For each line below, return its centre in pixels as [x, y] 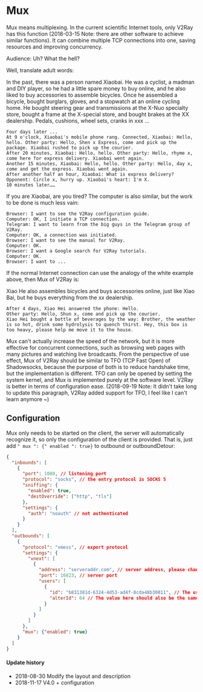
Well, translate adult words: [40, 70]
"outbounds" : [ [31, 536]
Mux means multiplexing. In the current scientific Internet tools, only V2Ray [100, 27]
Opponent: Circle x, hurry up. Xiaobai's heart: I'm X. [78, 180]
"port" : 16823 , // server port [78, 575]
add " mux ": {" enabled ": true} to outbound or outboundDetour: [91, 446]
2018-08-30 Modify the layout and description [73, 676]
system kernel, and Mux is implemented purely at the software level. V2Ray [100, 379]
